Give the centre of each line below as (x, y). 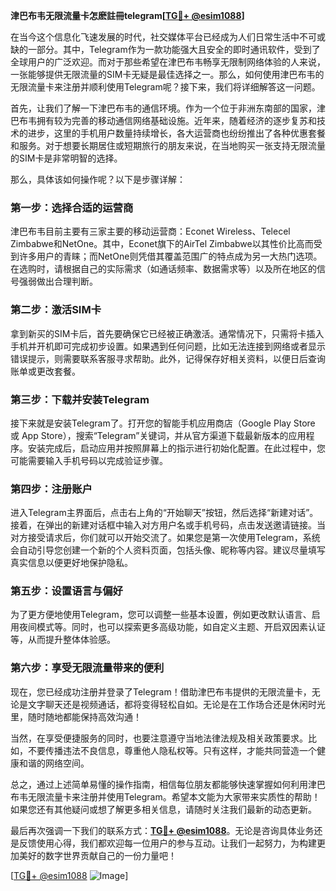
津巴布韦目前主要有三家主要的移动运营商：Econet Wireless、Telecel (150, 231)
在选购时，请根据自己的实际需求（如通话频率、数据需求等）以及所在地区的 (163, 269)
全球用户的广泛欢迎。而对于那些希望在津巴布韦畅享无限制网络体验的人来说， (168, 62)
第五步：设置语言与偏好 (66, 591)
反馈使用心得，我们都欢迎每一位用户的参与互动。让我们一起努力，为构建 (167, 843)
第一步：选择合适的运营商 (72, 207)
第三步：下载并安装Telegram (80, 399)
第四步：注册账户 (51, 489)
